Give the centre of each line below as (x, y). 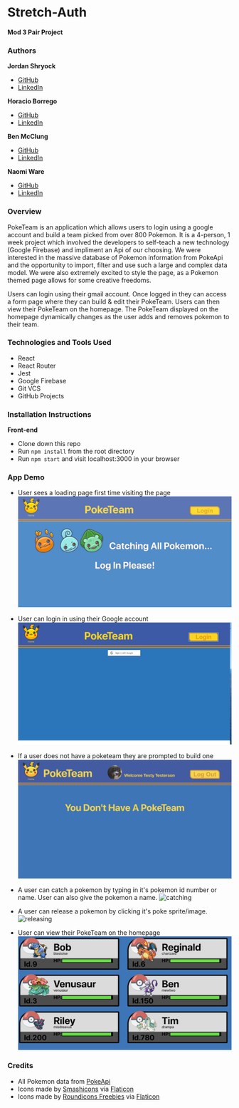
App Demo (26, 477)
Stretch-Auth (47, 12)
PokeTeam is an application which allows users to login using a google (110, 227)
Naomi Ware (26, 172)
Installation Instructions (49, 414)
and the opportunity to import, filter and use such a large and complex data (117, 265)
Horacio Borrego (32, 101)
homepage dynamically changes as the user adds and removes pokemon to (118, 316)
